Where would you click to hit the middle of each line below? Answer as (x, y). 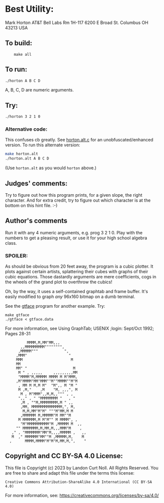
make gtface (17, 315)
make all (23, 54)
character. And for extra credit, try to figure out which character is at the (78, 200)
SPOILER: (16, 255)
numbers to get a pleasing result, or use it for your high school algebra (76, 238)
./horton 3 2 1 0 (23, 117)
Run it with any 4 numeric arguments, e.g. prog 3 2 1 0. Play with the (74, 232)
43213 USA (16, 27)
